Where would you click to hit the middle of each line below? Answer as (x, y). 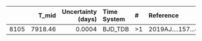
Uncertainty (80, 12)
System (114, 19)
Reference (164, 15)
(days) (87, 19)
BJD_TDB (116, 29)
